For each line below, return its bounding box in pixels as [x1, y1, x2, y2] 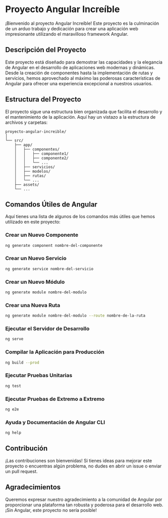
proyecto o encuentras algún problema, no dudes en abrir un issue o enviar [5, 463, 162, 469]
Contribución [5, 444, 48, 453]
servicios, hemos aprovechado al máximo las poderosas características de [5, 75, 160, 81]
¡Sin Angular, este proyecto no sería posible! [5, 507, 97, 513]
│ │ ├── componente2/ [14, 156, 69, 161]
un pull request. [5, 468, 38, 474]
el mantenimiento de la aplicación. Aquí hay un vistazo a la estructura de [5, 114, 156, 120]
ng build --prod [5, 360, 39, 365]
